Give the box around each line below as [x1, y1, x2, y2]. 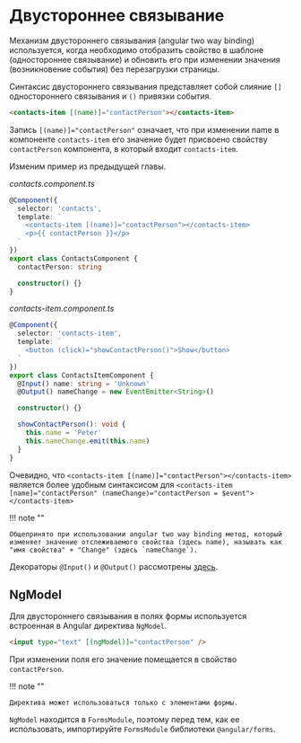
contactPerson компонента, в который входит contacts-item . [9, 143, 239, 154]
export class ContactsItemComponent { [9, 370, 154, 380]
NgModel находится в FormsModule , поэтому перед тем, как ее [9, 714, 240, 725]
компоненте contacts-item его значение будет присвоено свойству [9, 134, 269, 145]
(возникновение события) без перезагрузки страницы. [9, 64, 220, 75]
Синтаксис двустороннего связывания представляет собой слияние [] [9, 81, 282, 92]
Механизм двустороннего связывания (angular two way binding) [9, 35, 255, 46]
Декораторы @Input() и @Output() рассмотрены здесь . [9, 561, 219, 571]
